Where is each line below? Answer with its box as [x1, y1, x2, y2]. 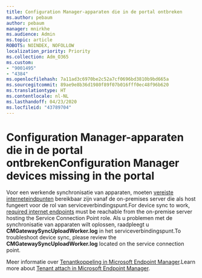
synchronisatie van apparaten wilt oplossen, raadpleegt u [6, 221, 149, 228]
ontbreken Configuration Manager [6, 156, 180, 170]
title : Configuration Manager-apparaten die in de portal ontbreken [6, 8, 183, 15]
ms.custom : [6, 59, 34, 65]
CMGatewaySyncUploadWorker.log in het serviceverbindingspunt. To [6, 227, 181, 234]
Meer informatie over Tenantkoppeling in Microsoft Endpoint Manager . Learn [6, 258, 195, 266]
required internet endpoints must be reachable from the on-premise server [6, 208, 192, 215]
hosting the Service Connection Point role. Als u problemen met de [6, 215, 173, 222]
